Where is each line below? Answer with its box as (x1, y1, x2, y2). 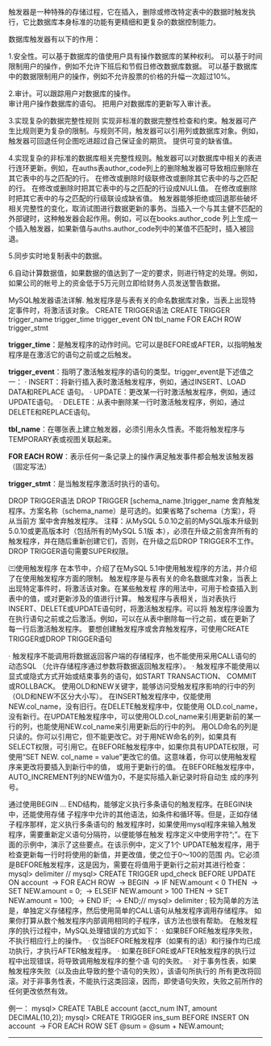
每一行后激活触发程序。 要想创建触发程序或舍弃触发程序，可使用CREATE (8, 624, 250, 633)
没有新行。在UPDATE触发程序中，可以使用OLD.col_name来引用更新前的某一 (8, 712, 261, 721)
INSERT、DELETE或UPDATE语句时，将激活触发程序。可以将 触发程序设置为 (8, 604, 260, 613)
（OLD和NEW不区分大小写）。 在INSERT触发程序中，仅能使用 (8, 692, 212, 701)
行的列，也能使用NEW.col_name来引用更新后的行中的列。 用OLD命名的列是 (8, 722, 259, 731)
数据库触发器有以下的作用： (8, 35, 101, 44)
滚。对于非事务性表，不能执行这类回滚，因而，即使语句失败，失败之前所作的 (8, 977, 263, 986)
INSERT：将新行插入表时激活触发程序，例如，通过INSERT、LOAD (27, 377, 246, 386)
